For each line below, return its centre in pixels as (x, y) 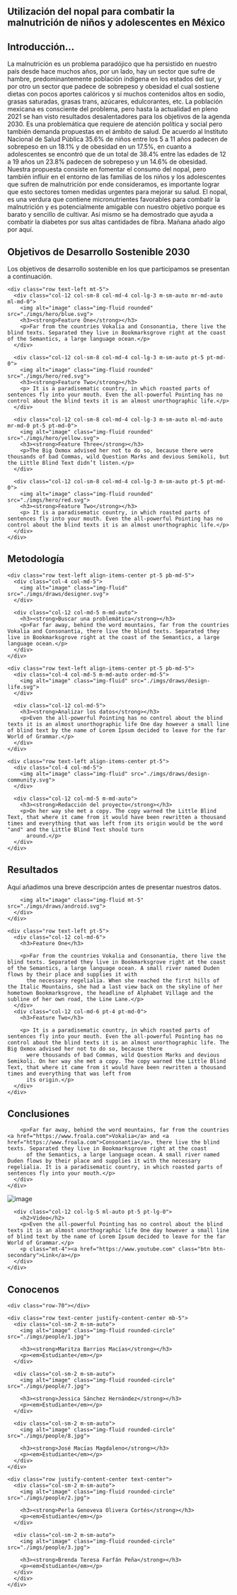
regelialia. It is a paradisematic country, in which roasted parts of (115, 1167)
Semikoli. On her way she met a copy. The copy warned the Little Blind (117, 1061)
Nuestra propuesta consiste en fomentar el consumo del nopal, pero (107, 169)
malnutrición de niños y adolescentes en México (116, 23)
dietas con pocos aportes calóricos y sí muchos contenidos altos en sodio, (116, 94)
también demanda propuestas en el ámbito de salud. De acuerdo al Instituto (118, 132)
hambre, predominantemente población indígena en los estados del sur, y (114, 79)
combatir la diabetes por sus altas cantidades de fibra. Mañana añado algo (116, 222)
